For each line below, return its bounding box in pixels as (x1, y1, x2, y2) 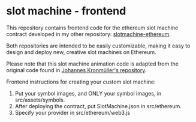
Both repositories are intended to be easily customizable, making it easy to (6, 42, 191, 49)
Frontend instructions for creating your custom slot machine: (6, 78, 156, 85)
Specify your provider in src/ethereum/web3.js (14, 109, 131, 116)
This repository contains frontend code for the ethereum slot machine (6, 24, 179, 31)
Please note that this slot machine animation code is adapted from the (6, 60, 179, 67)
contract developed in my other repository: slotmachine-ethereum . (6, 30, 171, 37)
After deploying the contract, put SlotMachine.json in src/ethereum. (14, 102, 182, 109)
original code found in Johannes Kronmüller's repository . (6, 66, 147, 73)
